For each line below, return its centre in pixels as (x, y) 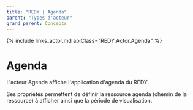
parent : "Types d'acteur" (39, 18)
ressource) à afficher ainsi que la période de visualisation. (79, 101)
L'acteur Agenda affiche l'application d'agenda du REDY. (78, 82)
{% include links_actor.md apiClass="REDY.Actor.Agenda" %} (84, 41)
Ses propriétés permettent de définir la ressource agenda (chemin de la (96, 94)
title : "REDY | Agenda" (37, 12)
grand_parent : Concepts (37, 23)
